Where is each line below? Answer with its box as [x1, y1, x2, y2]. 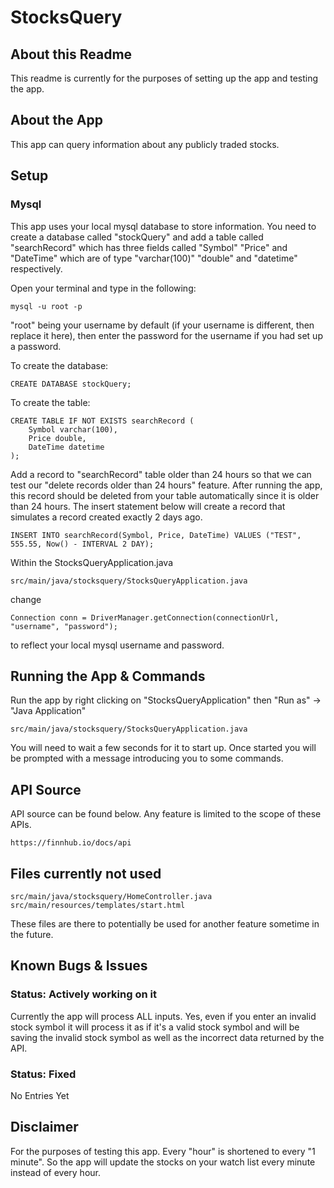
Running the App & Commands [10, 667, 206, 685]
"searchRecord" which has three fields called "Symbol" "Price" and [10, 241, 288, 253]
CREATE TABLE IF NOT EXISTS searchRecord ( [10, 416, 195, 426]
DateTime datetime [28, 442, 105, 452]
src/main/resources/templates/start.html [10, 900, 186, 910]
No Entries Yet [10, 1089, 70, 1101]
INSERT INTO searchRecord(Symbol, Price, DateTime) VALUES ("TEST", [10, 530, 302, 540]
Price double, [28, 433, 87, 443]
